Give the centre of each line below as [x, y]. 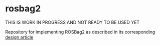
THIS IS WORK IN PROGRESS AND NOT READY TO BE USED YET [72, 22]
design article [19, 37]
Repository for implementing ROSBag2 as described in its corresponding [80, 32]
